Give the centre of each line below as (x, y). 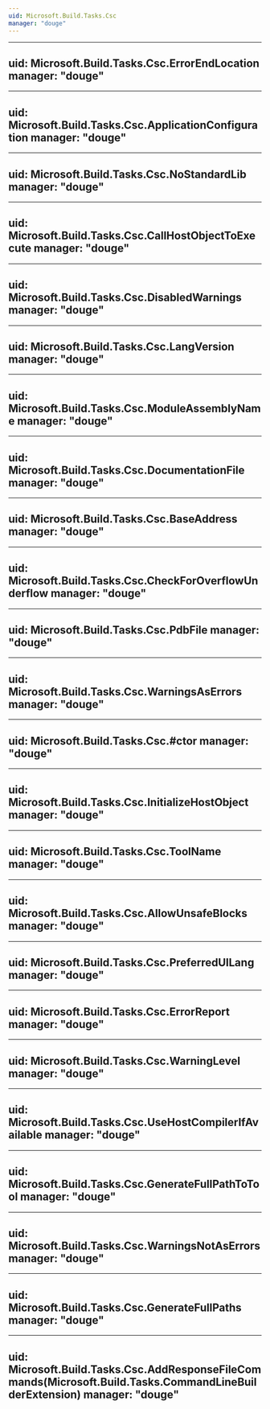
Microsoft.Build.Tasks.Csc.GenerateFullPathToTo (134, 1184)
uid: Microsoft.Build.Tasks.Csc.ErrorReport (119, 1012)
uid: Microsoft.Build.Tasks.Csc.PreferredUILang (131, 963)
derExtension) (45, 1394)
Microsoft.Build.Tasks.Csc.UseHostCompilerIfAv (134, 1122)
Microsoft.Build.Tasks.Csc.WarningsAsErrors (125, 692)
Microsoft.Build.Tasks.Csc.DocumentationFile (127, 470)
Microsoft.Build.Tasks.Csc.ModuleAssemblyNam (135, 408)
